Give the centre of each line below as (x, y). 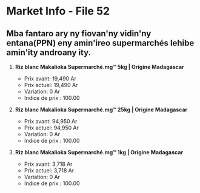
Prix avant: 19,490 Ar (50, 79)
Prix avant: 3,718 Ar (48, 164)
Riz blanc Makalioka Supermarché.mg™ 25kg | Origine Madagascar (101, 110)
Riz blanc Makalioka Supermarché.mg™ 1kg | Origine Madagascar (99, 152)
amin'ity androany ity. (49, 52)
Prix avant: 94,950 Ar (51, 121)
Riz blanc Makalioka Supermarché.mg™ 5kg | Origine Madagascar (99, 67)
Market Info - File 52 (58, 11)
